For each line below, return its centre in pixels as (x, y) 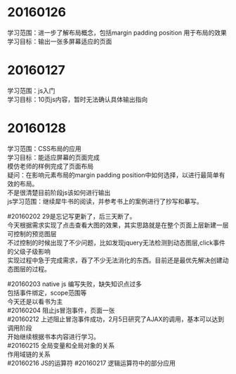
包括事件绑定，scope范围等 (47, 292)
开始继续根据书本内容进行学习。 (53, 336)
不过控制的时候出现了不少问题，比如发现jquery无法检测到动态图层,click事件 (117, 243)
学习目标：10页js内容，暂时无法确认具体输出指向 (78, 99)
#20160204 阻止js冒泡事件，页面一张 (61, 310)
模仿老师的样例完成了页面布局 (50, 166)
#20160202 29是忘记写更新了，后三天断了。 (72, 216)
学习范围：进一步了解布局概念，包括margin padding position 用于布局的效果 (117, 32)
